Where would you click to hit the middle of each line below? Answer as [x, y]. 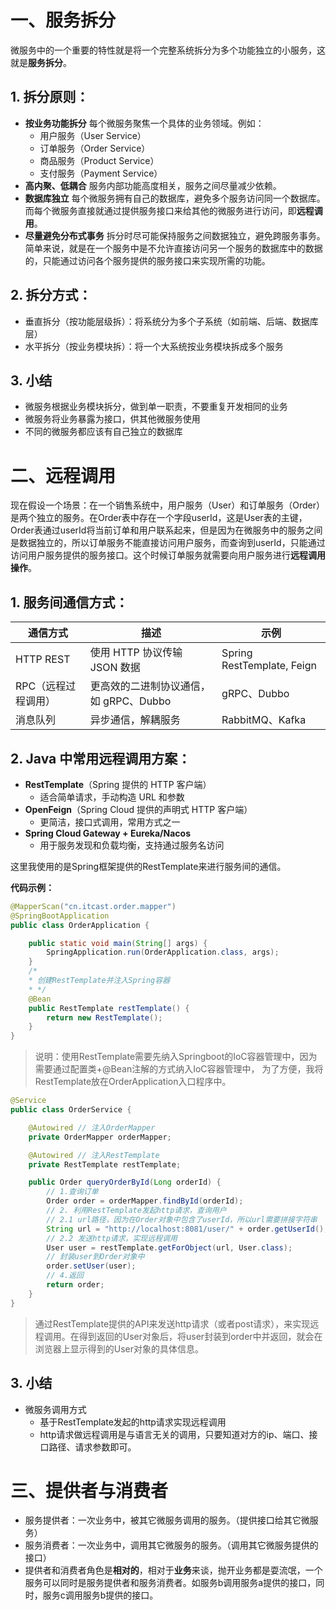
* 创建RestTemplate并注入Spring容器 [99, 981]
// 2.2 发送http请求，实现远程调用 [112, 1238]
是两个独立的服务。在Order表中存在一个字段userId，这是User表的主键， [159, 518]
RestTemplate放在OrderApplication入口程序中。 [133, 1082]
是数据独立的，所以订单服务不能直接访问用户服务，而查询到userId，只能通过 [168, 543]
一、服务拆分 [63, 20]
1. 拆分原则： [50, 97]
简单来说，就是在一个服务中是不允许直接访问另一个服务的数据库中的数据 [173, 248]
